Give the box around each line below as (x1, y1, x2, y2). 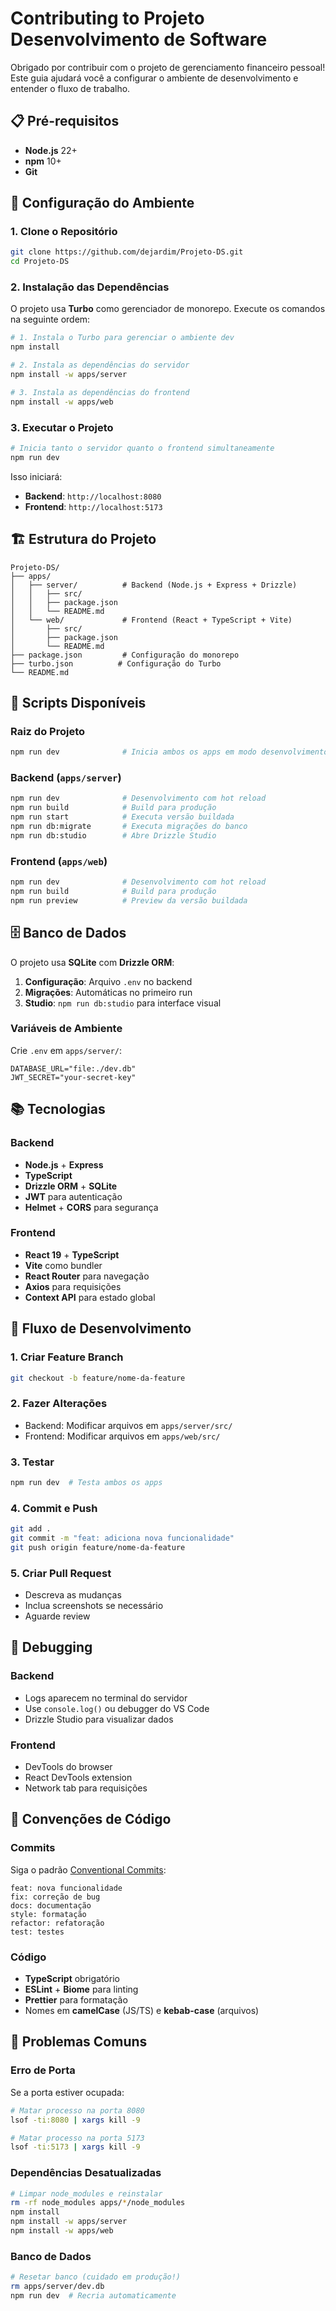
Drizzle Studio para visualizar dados (24, 1713, 174, 1725)
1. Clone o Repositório (10, 225, 118, 239)
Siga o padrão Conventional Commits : (10, 1863, 167, 1876)
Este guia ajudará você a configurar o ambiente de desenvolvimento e (10, 72, 299, 84)
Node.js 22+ (24, 144, 78, 156)
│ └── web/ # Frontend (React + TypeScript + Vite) (10, 615, 293, 625)
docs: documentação (10, 1900, 92, 1911)
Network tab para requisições (24, 1782, 148, 1794)
